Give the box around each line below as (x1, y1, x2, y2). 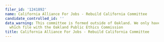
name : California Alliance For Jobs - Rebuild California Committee (5, 12, 147, 16)
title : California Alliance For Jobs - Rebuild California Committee (5, 29, 150, 34)
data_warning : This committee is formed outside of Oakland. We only (5, 20, 150, 26)
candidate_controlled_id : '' (5, 16, 64, 21)
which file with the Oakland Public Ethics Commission (9, 25, 123, 30)
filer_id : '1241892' (5, 7, 47, 12)
